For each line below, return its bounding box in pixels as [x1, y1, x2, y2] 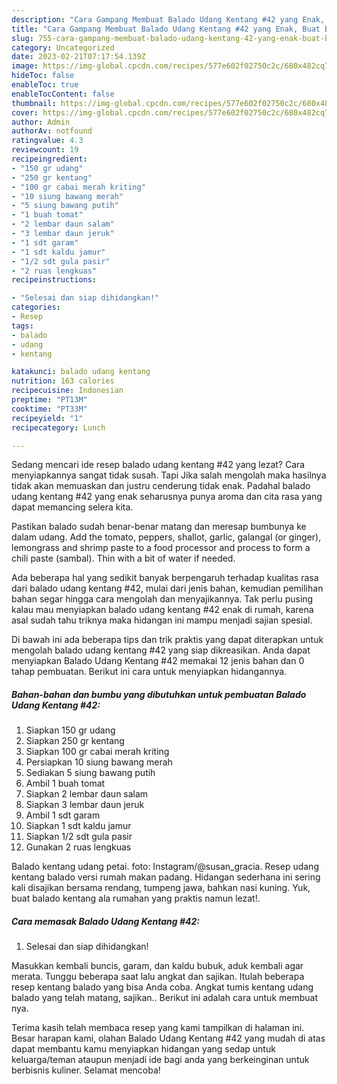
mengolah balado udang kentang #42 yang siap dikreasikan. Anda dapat [11, 644, 311, 656]
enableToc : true [11, 80, 79, 90]
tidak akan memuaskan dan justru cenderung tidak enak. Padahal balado [11, 480, 311, 492]
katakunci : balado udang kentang [11, 367, 151, 377]
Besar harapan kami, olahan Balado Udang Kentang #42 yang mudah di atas [11, 1032, 326, 1045]
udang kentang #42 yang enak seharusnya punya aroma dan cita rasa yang [11, 491, 323, 503]
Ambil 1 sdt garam [25, 809, 101, 821]
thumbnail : [11, 98, 57, 108]
